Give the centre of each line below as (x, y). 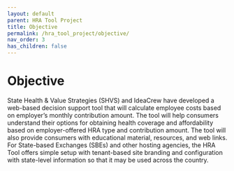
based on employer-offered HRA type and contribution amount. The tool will (117, 130)
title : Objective (32, 27)
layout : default (31, 14)
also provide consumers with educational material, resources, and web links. (117, 137)
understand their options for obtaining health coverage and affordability (110, 123)
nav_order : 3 (26, 40)
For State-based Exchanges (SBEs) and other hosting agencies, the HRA (111, 145)
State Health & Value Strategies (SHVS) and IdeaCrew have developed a (111, 100)
